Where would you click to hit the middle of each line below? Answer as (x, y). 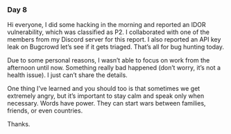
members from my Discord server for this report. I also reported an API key (114, 40)
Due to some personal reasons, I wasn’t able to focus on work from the (109, 60)
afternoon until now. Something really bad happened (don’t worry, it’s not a (114, 68)
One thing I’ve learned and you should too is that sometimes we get (104, 89)
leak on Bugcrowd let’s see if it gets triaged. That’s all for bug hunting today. (115, 47)
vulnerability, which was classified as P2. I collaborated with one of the (109, 32)
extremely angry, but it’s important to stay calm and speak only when (106, 96)
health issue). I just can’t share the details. (68, 75)
